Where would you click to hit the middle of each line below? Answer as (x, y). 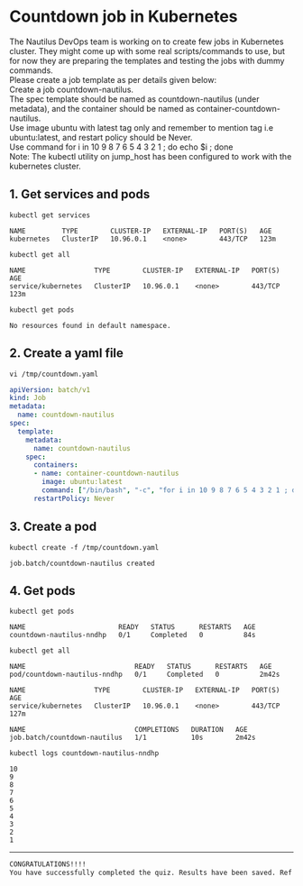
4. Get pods (42, 591)
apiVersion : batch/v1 (50, 389)
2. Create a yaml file (67, 353)
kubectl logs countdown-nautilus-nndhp (84, 754)
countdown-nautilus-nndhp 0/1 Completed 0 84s (133, 635)
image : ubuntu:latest (83, 482)
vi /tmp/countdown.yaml (54, 374)
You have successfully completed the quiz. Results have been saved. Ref (151, 873)
